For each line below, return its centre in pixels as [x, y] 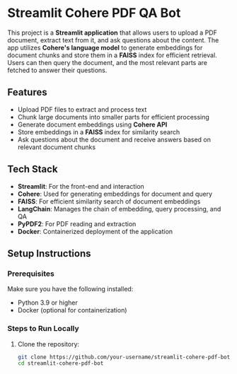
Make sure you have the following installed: [70, 289]
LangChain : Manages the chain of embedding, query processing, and [119, 209]
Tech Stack [33, 169]
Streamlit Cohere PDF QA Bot [94, 13]
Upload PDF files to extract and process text [82, 109]
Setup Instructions [49, 253]
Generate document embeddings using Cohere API [92, 124]
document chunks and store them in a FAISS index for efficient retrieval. [112, 55]
